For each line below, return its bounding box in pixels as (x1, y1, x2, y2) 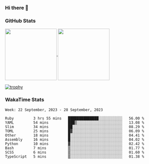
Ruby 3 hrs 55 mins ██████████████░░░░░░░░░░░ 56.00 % (5, 116, 145, 121)
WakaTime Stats (5, 97, 45, 103)
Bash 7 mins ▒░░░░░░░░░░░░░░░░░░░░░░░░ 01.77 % (5, 146, 145, 150)
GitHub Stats (5, 17, 36, 24)
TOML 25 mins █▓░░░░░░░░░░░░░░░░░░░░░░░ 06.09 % (5, 129, 145, 133)
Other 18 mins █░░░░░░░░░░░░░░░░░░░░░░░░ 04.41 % (5, 133, 145, 138)
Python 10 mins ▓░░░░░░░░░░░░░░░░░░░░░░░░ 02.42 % (5, 141, 145, 146)
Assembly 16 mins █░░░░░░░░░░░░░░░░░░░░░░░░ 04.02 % (5, 137, 145, 142)
